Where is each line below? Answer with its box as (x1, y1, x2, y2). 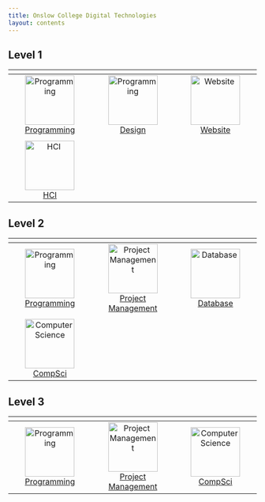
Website (200, 124, 231, 135)
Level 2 (8, 217, 45, 230)
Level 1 (8, 48, 43, 62)
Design (119, 124, 146, 135)
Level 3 (8, 394, 45, 408)
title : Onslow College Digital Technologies (8, 11, 157, 20)
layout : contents (8, 19, 65, 27)
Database (197, 298, 233, 309)
